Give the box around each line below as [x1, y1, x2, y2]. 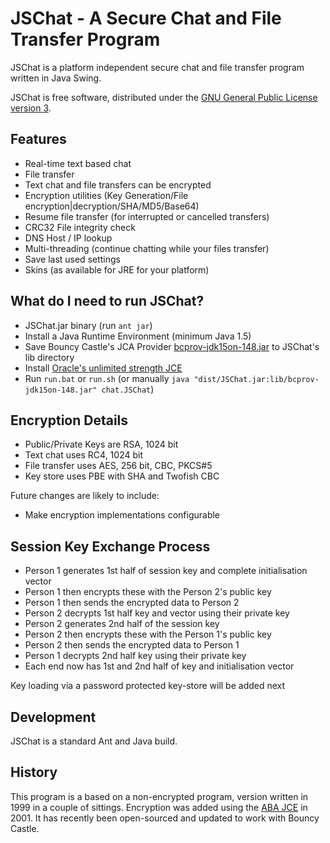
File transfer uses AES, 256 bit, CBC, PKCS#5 [24, 460, 213, 472]
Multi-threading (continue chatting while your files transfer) [24, 242, 270, 254]
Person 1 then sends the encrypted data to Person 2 [24, 597, 240, 609]
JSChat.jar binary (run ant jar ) [24, 319, 153, 331]
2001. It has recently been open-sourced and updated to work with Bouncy [10, 812, 320, 824]
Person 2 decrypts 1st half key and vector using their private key [24, 607, 290, 619]
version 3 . [10, 102, 52, 114]
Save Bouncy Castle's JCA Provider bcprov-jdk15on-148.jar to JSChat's [24, 340, 320, 352]
